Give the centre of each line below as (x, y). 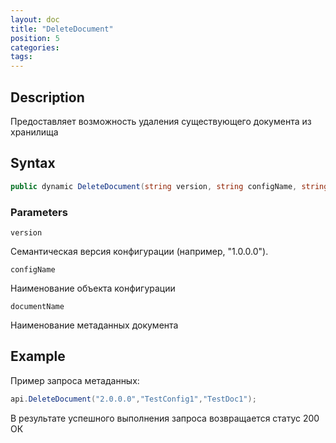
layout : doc (35, 19)
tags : (21, 57)
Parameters (39, 212)
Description (47, 97)
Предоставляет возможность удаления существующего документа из (161, 121)
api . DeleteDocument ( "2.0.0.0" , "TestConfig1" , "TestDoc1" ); (133, 399)
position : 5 (35, 38)
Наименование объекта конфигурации (93, 288)
